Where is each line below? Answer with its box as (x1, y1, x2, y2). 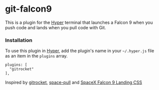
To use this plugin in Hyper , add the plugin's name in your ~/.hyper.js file (5, 48, 155, 54)
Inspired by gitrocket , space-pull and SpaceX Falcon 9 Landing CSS (5, 79, 142, 86)
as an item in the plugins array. (5, 53, 68, 59)
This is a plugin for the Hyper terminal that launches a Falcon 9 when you (5, 19, 153, 25)
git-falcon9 (5, 3, 52, 15)
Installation (5, 36, 33, 43)
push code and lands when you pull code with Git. (5, 24, 106, 30)
